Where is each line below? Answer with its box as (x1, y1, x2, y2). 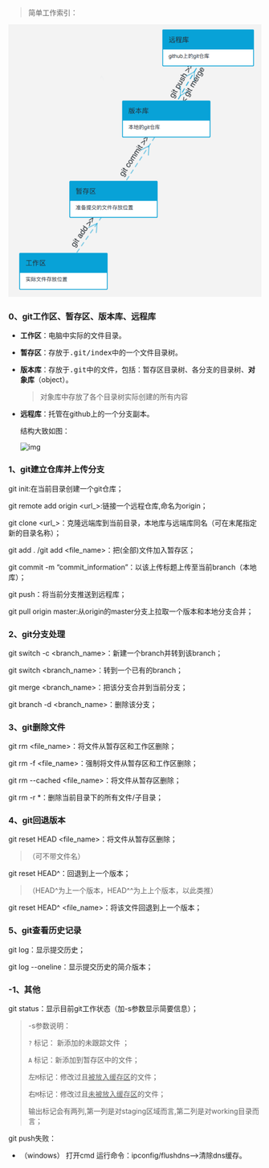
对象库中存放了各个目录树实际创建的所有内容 (39, 392, 189, 401)
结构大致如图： (19, 426, 70, 436)
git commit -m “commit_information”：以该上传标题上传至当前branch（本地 (8, 562, 257, 572)
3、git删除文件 (8, 722, 66, 733)
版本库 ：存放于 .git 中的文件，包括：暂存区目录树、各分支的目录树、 (19, 365, 249, 375)
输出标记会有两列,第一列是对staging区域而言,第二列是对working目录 (27, 1106, 253, 1117)
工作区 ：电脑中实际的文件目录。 (19, 331, 126, 340)
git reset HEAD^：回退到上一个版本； (8, 869, 131, 878)
